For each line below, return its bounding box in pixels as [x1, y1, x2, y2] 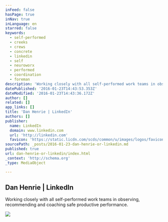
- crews [9, 44, 26, 49]
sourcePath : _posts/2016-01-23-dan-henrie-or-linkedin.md [5, 142, 128, 147]
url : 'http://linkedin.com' [9, 133, 68, 138]
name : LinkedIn [9, 123, 41, 128]
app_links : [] [5, 105, 35, 110]
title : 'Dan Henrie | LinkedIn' [5, 109, 72, 115]
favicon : [9, 137, 28, 142]
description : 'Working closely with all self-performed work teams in [5, 81, 155, 86]
